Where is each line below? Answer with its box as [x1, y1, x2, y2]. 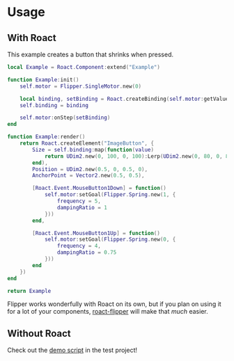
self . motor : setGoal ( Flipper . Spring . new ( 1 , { [44, 191, 176, 198]
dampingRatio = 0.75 [56, 249, 117, 256]
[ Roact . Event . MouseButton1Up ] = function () [32, 230, 160, 236]
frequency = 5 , [56, 198, 101, 204]
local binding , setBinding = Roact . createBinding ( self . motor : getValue [19, 95, 229, 102]
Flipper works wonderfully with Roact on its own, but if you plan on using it [7, 300, 221, 308]
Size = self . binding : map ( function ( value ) [32, 146, 155, 153]
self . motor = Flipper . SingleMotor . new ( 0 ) [19, 83, 141, 90]
